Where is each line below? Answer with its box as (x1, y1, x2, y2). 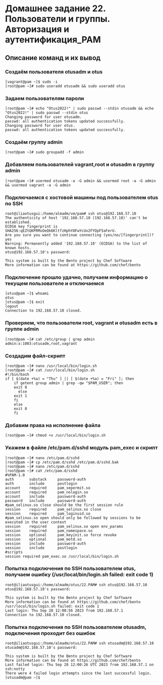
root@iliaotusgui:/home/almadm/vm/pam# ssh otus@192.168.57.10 (5, 211, 137, 216)
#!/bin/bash (5, 372, 29, 377)
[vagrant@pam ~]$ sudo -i (5, 79, 58, 84)
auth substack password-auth (5, 477, 86, 482)
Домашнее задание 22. (5, 3, 106, 14)
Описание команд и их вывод (5, 53, 101, 62)
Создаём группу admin (5, 139, 63, 146)
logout (5, 304, 19, 309)
